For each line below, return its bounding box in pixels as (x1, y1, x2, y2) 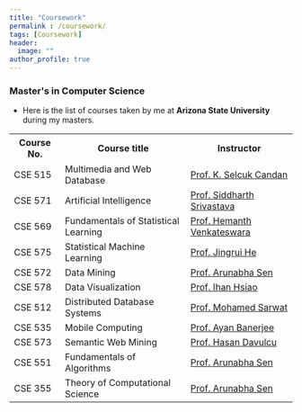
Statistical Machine (64, 240, 146, 253)
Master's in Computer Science (9, 85, 146, 97)
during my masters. (22, 114, 94, 126)
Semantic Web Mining (64, 336, 157, 348)
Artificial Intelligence (64, 194, 152, 207)
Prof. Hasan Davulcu (190, 336, 277, 348)
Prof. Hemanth (190, 214, 252, 227)
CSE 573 (13, 336, 52, 348)
